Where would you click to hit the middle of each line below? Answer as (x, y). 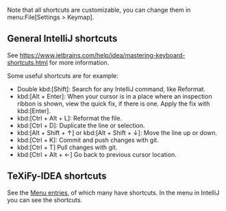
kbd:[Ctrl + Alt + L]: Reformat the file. (69, 118)
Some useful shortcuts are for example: (63, 75)
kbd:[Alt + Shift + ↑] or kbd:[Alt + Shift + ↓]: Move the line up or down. (117, 132)
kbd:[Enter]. (34, 111)
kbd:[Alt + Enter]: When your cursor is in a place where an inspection (114, 96)
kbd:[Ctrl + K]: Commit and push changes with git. (88, 140)
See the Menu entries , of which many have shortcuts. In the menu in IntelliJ (113, 193)
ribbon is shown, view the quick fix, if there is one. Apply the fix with (113, 103)
